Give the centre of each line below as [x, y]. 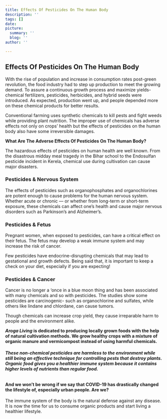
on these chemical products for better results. [52, 105]
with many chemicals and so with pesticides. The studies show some [76, 295]
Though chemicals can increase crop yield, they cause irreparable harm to [82, 316]
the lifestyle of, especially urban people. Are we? [57, 389]
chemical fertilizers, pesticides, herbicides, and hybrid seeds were [73, 95]
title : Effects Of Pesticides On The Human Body [57, 10]
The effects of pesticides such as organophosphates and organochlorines [81, 190]
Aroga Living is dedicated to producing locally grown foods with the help [82, 331]
